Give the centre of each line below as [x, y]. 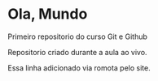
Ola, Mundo [48, 14]
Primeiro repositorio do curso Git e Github [78, 36]
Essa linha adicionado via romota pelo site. [79, 68]
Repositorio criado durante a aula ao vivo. [77, 52]
